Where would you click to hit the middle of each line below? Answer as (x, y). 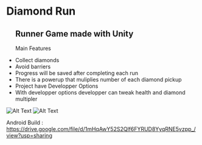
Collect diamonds (37, 60)
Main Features (33, 48)
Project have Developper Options (57, 86)
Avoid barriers (33, 66)
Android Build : (25, 122)
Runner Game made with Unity (74, 34)
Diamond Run (41, 11)
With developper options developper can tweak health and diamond (100, 92)
